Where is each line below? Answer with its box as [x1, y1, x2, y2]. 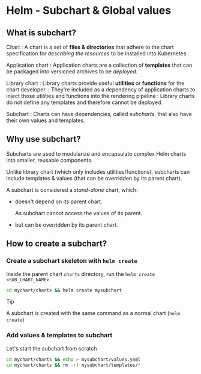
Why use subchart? [6, 134, 81, 144]
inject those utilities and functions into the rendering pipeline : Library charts [6, 93, 195, 99]
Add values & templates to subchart [6, 331, 113, 340]
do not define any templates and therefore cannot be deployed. [6, 99, 163, 106]
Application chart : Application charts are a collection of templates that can [6, 61, 193, 69]
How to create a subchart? [6, 239, 107, 249]
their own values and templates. [6, 117, 85, 124]
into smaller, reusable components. [6, 156, 93, 164]
